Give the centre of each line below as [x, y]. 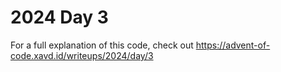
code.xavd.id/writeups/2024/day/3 [82, 55]
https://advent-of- [233, 45]
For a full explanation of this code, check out [102, 45]
